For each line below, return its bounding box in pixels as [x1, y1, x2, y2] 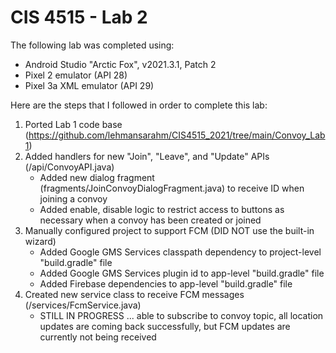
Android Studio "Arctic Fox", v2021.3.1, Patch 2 [24, 58, 217, 70]
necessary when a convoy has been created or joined [39, 214, 262, 226]
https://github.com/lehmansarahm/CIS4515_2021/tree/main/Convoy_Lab [28, 129, 326, 141]
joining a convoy [39, 192, 108, 205]
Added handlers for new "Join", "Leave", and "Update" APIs [24, 150, 270, 162]
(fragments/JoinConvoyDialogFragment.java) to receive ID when [39, 182, 305, 194]
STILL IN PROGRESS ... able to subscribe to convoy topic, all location [39, 309, 324, 321]
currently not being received [39, 331, 157, 343]
